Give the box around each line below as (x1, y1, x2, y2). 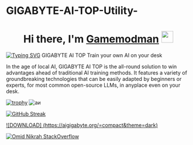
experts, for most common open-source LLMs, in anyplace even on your (6, 82, 181, 89)
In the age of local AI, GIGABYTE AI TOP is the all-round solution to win (6, 63, 177, 70)
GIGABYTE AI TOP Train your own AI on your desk (42, 52, 163, 59)
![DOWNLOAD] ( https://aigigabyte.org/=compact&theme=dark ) (6, 122, 158, 129)
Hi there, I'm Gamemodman (23, 33, 160, 46)
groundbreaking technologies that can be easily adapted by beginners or (6, 76, 182, 83)
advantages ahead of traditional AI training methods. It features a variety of (6, 69, 187, 76)
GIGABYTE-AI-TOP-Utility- (6, 4, 138, 17)
